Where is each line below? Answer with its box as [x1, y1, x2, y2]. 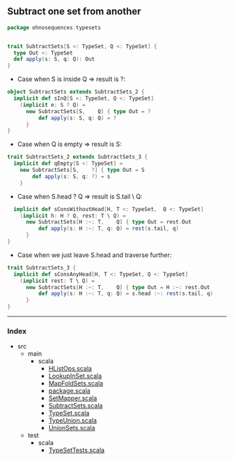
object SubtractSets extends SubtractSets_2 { [7, 89, 145, 96]
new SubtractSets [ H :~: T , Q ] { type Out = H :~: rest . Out [25, 284, 210, 291]
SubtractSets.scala [48, 402, 103, 410]
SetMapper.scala [48, 394, 97, 402]
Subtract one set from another [7, 6, 141, 17]
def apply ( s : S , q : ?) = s [32, 173, 111, 180]
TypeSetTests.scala [48, 446, 105, 455]
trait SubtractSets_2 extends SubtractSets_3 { [7, 154, 148, 161]
